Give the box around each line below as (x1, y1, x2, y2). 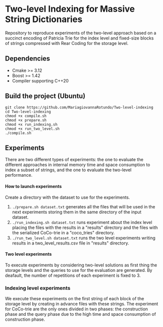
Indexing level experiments (5, 285, 71, 291)
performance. (5, 172, 33, 178)
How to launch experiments (5, 183, 62, 189)
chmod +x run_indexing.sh (5, 122, 57, 127)
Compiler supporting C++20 (12, 78, 69, 83)
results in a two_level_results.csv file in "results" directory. (12, 240, 129, 246)
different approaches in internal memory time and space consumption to (5, 162, 150, 168)
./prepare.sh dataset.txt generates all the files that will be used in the (12, 204, 156, 209)
